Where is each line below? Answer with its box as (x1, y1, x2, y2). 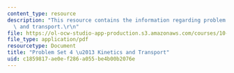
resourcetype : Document (7, 42, 77, 49)
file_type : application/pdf (7, 36, 89, 43)
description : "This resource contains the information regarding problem (7, 17, 226, 24)
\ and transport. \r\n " (13, 23, 79, 30)
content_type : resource (7, 10, 77, 17)
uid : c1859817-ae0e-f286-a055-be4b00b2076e (7, 56, 136, 63)
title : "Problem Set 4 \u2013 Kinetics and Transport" (7, 49, 170, 56)
